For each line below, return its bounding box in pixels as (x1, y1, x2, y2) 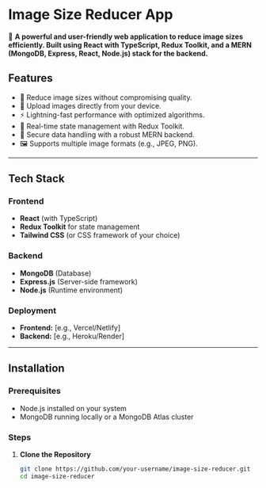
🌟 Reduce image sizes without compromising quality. (19, 93, 192, 102)
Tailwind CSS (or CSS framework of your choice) (19, 231, 180, 240)
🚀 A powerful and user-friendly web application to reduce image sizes (8, 32, 244, 41)
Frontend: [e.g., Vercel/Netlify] (19, 323, 121, 333)
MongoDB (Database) (19, 268, 92, 278)
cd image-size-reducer (19, 472, 95, 480)
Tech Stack (8, 172, 65, 185)
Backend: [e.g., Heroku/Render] (19, 331, 125, 341)
